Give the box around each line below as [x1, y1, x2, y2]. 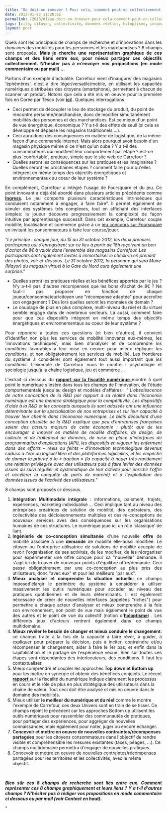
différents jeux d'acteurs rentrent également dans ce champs [12, 618, 162, 624]
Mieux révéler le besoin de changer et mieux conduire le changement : [12, 628, 162, 634]
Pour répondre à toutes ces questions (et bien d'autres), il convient [5, 330, 162, 336]
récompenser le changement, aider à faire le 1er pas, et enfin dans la [12, 644, 162, 650]
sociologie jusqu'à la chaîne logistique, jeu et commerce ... [5, 367, 125, 373]
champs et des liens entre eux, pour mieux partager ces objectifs [5, 55, 162, 61]
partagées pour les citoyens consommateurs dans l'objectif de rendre [12, 734, 157, 740]
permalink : [5, 16, 28, 21]
